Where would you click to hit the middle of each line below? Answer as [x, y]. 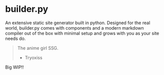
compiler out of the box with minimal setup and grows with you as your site [82, 33]
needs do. [15, 38]
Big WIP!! [14, 67]
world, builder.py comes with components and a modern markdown [75, 28]
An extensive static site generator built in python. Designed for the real [78, 23]
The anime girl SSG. [38, 48]
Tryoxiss [33, 57]
